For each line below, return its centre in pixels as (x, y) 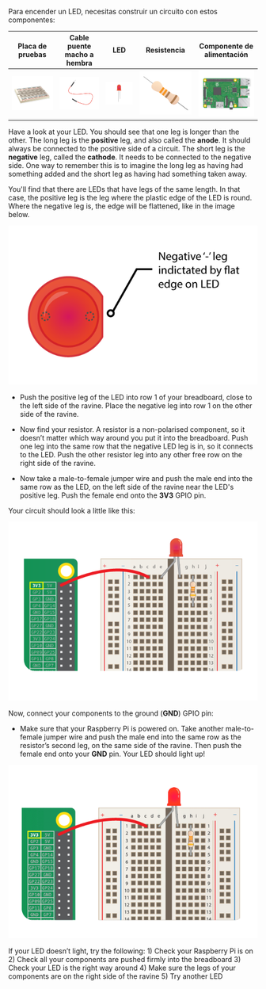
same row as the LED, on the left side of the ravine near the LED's (127, 487)
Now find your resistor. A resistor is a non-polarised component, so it (132, 429)
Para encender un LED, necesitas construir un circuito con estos (113, 11)
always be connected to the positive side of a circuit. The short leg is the (127, 148)
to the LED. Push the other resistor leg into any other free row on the (131, 454)
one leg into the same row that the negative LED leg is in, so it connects (136, 446)
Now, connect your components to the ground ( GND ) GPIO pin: (111, 713)
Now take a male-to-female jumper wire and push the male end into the (136, 478)
